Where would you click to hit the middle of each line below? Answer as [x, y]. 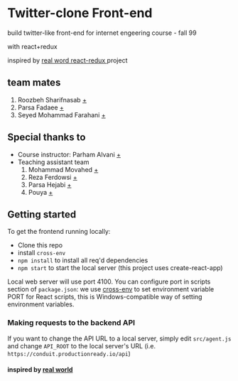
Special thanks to [47, 138]
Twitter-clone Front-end [80, 13]
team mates [34, 83]
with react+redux [33, 46]
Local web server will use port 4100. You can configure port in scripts [109, 281]
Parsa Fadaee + [40, 107]
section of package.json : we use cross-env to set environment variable [111, 289]
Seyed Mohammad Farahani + [61, 114]
